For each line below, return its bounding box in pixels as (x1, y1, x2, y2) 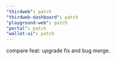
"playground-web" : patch (6, 20, 68, 26)
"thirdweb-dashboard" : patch (6, 14, 79, 20)
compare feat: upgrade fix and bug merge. (6, 47, 111, 54)
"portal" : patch (6, 25, 46, 31)
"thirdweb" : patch (6, 8, 52, 15)
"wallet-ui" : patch (6, 31, 55, 37)
